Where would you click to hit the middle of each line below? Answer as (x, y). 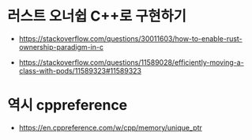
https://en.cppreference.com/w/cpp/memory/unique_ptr (111, 127)
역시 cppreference (68, 106)
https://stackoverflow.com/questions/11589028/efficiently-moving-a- (131, 62)
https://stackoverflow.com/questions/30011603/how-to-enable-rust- (130, 38)
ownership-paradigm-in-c (61, 47)
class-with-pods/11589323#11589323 (80, 70)
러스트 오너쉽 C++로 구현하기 (97, 16)
